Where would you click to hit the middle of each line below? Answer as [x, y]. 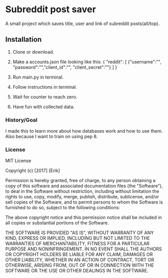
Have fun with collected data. [44, 107]
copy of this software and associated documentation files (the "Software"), [84, 186]
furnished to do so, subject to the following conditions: [63, 208]
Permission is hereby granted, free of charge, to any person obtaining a [80, 181]
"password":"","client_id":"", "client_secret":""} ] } [65, 67]
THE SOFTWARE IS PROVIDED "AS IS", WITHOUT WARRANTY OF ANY [80, 233]
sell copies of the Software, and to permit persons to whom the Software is [84, 202]
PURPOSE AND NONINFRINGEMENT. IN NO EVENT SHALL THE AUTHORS [84, 249]
